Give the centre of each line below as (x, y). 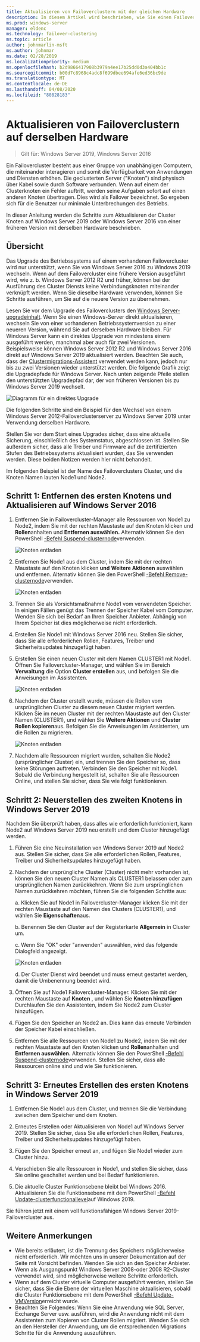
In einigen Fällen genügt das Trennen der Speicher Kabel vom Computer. (104, 610)
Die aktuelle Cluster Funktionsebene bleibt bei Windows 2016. (90, 1186)
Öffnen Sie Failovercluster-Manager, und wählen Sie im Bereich (93, 665)
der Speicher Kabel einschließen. (55, 1029)
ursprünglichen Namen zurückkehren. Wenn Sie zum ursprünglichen (99, 885)
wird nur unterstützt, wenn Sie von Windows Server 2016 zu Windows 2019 (99, 267)
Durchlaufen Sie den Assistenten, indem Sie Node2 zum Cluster (93, 1005)
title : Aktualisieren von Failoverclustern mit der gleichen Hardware (96, 12)
